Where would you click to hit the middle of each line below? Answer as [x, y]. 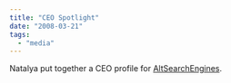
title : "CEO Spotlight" [55, 18]
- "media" [36, 43]
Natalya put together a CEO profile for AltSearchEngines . [116, 69]
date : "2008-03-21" [46, 26]
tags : [20, 34]
